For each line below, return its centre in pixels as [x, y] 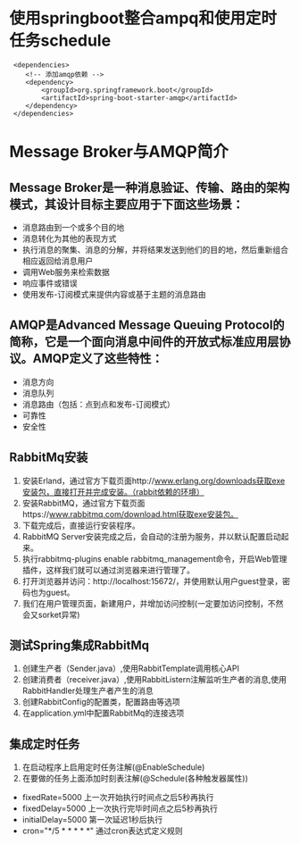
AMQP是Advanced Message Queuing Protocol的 [147, 326]
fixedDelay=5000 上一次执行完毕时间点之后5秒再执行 [120, 808]
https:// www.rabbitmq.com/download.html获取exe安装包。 [130, 514]
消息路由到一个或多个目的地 [73, 227]
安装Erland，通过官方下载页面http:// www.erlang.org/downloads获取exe [154, 480]
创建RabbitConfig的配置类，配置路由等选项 [101, 702]
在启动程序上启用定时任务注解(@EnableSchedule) [113, 767]
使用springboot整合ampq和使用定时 [143, 18]
